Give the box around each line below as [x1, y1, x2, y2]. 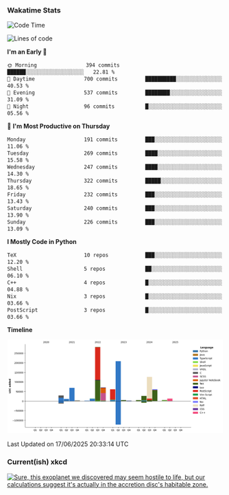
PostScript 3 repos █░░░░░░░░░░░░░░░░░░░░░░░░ [7, 307, 223, 314]
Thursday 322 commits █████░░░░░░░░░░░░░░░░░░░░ [7, 177, 223, 184]
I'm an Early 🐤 [7, 47, 47, 56]
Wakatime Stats [7, 5, 61, 15]
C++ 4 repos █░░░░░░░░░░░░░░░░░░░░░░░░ [7, 279, 223, 287]
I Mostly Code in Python [7, 238, 77, 246]
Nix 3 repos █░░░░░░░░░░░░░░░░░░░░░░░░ [7, 293, 223, 300]
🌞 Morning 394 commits [7, 62, 120, 69]
